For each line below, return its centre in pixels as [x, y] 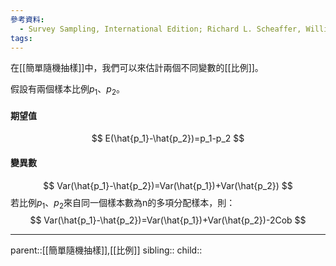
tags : [21, 38]
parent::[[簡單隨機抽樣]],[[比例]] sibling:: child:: [106, 250]
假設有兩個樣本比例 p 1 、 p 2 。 [68, 90]
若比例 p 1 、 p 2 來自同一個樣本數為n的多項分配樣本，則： [123, 203]
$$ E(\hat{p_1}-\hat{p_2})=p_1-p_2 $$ [168, 138]
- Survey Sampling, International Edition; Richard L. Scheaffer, [160, 29]
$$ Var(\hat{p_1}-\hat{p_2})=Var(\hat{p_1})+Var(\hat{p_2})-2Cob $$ [168, 220]
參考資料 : [27, 19]
